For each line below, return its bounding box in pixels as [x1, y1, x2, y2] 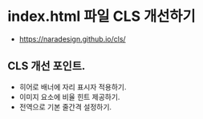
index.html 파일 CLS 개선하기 [7, 7, 196, 26]
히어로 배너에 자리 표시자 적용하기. [18, 81, 127, 92]
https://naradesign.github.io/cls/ [18, 34, 126, 44]
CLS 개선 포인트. [7, 59, 86, 73]
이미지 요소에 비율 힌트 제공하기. [18, 92, 120, 101]
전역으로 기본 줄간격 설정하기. [18, 101, 112, 112]
